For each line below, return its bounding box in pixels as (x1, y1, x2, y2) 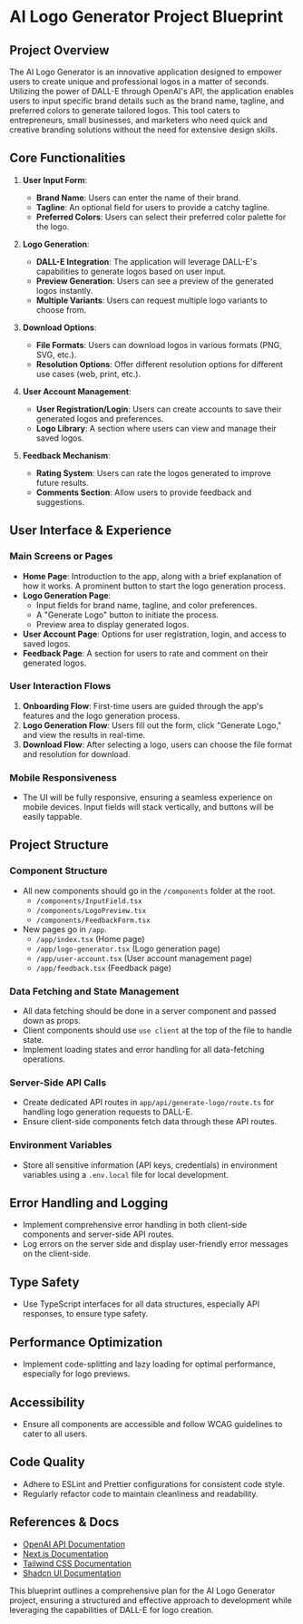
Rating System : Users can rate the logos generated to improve (35, 467, 272, 478)
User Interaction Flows (9, 680, 112, 693)
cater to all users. (22, 1428, 88, 1439)
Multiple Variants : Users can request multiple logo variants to (35, 295, 268, 306)
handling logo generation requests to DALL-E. (22, 1106, 193, 1117)
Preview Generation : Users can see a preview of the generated (35, 275, 274, 287)
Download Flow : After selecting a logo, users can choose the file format (22, 739, 293, 750)
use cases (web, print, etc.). (35, 368, 142, 379)
